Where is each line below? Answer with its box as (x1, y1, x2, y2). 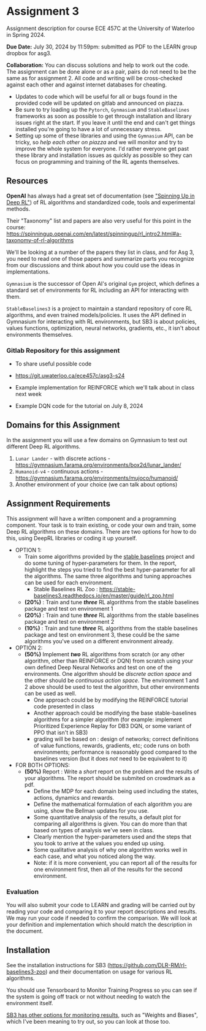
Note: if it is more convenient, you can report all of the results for (33, 859, 197, 866)
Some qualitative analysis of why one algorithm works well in (33, 846, 188, 853)
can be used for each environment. (24, 578, 113, 586)
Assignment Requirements (6, 499, 111, 509)
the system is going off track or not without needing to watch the (6, 992, 170, 1000)
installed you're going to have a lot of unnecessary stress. (15, 125, 162, 132)
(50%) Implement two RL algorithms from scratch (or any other (24, 650, 185, 657)
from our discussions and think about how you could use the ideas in (6, 261, 181, 269)
